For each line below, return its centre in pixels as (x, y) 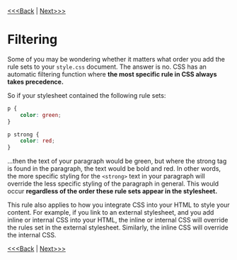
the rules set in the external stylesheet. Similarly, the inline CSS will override (118, 227)
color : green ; (41, 115)
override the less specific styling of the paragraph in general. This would (113, 183)
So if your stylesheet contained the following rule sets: (87, 95)
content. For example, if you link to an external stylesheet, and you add (111, 213)
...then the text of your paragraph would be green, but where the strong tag (117, 161)
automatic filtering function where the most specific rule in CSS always (112, 74)
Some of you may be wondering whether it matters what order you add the (116, 59)
